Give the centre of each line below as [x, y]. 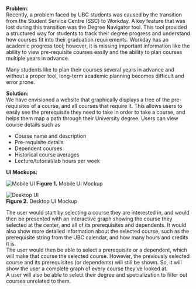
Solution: [18, 93]
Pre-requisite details [39, 142]
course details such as [33, 125]
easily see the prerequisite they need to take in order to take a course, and [96, 112]
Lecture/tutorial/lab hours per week [57, 161]
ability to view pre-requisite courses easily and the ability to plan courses [94, 52]
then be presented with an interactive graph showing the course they [89, 219]
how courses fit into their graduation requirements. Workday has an [87, 40]
